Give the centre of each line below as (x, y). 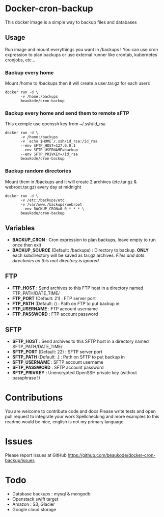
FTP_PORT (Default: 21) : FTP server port (54, 299)
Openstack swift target (35, 499)
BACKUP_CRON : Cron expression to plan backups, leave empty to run (84, 240)
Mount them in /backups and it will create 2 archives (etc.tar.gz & (71, 182)
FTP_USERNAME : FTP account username (55, 309)
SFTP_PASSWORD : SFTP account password (58, 367)
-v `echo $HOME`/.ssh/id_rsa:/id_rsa (59, 141)
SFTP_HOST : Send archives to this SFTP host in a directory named (80, 341)
